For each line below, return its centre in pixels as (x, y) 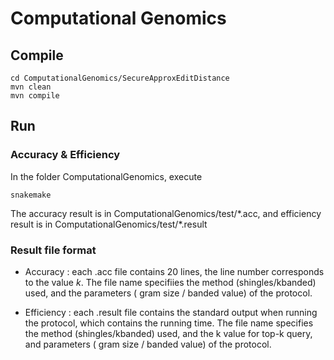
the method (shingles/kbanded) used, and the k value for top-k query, (168, 333)
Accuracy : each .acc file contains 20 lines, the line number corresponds (174, 271)
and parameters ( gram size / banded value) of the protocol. (148, 344)
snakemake (31, 195)
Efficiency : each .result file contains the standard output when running (171, 312)
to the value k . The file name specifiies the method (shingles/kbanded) (170, 282)
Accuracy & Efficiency (65, 155)
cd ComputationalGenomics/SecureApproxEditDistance (120, 78)
